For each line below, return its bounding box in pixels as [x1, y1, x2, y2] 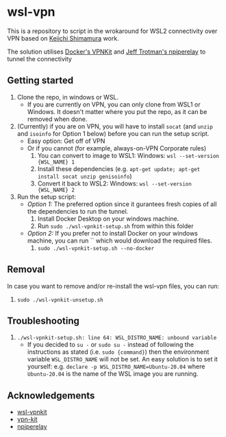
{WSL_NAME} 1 [37, 159, 75, 166]
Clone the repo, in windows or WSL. [16, 93, 118, 101]
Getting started [7, 75, 74, 87]
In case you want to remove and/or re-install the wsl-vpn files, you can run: [7, 282, 220, 290]
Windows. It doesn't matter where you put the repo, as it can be [27, 107, 208, 115]
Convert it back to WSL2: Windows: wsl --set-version [37, 179, 192, 188]
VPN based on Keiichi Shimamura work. [7, 34, 119, 42]
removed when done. [27, 115, 88, 123]
